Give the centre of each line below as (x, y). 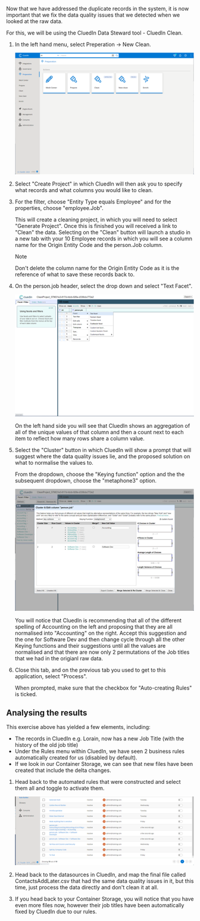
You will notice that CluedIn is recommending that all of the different (98, 620)
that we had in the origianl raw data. (59, 658)
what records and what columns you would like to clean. (84, 190)
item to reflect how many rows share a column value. (79, 438)
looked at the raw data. (35, 21)
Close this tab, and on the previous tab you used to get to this (90, 670)
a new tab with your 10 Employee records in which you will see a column (103, 239)
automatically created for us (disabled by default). (76, 758)
